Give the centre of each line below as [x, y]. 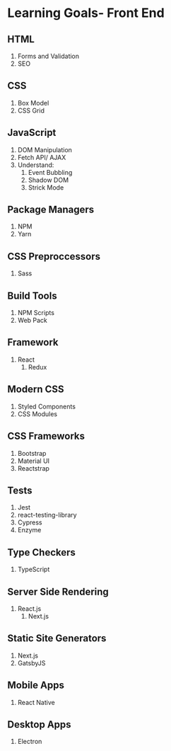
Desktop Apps [40, 724]
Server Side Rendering [58, 591]
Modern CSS [36, 390]
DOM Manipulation [45, 149]
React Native [36, 702]
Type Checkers [42, 552]
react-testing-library [47, 515]
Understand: [36, 165]
